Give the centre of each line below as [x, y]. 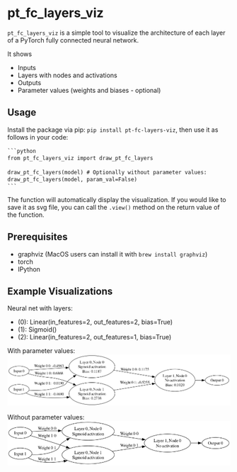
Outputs [29, 82]
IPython [29, 269]
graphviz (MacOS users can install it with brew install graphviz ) [112, 254]
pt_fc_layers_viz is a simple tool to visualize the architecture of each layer [116, 33]
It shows [20, 54]
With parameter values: [41, 351]
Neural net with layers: [40, 308]
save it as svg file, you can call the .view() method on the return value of [114, 207]
